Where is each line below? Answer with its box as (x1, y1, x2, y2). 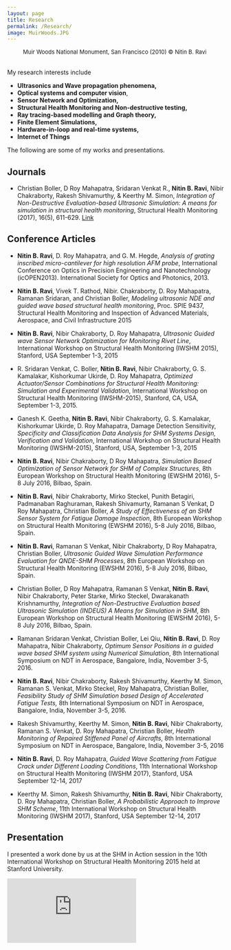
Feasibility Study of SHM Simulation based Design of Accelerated (16, 692, 204, 700)
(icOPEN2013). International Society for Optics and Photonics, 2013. (16, 273, 210, 282)
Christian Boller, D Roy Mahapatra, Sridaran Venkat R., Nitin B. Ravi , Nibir (16, 184, 224, 192)
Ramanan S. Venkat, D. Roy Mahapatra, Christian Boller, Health (16, 727, 195, 735)
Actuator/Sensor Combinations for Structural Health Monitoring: (16, 379, 199, 387)
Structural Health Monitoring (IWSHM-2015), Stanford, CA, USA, (16, 393, 199, 402)
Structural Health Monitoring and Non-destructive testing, (16, 104, 188, 112)
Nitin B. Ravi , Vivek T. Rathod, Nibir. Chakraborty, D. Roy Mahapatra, (16, 287, 211, 295)
